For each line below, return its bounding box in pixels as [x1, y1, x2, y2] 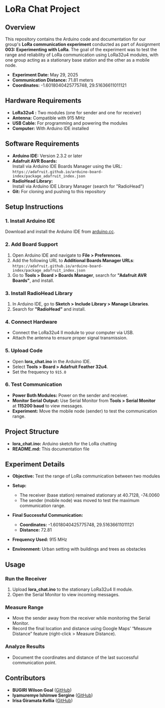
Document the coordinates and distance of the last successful [12, 654, 139, 660]
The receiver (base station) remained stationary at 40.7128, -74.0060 [19, 492, 160, 498]
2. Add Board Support [5, 241, 58, 248]
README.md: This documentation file [12, 446, 90, 452]
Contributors [5, 674, 46, 682]
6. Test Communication [5, 381, 63, 388]
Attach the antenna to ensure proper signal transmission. [12, 335, 128, 341]
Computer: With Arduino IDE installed [12, 125, 89, 131]
